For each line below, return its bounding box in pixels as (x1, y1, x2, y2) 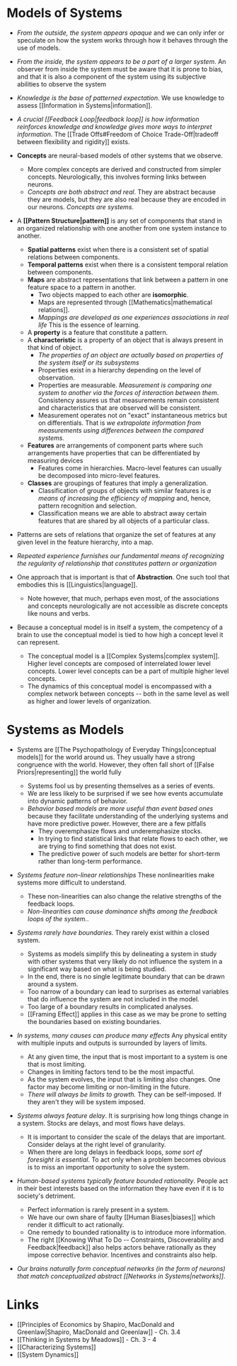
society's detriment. (16, 1192, 76, 1200)
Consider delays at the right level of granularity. (27, 1140, 167, 1148)
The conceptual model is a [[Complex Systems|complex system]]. (27, 651, 220, 660)
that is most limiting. (27, 1060, 86, 1068)
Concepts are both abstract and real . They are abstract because (27, 187, 216, 196)
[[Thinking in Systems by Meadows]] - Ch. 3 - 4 (16, 1335, 157, 1343)
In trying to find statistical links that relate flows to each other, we (37, 834, 229, 843)
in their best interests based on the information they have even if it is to (16, 1184, 224, 1192)
